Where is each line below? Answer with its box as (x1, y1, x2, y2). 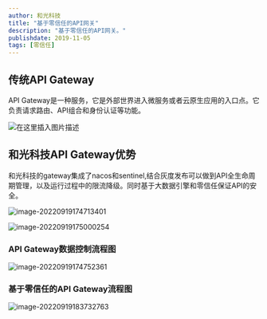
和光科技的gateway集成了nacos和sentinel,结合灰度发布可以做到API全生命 (8, 171, 249, 180)
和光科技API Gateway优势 (8, 148, 137, 162)
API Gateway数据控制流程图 (8, 243, 116, 254)
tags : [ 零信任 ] (8, 41, 56, 49)
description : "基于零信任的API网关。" (8, 26, 126, 34)
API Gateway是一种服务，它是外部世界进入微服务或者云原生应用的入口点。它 (8, 95, 260, 104)
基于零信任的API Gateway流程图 (8, 283, 133, 294)
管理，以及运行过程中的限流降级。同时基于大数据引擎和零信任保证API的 (14, 180, 250, 190)
